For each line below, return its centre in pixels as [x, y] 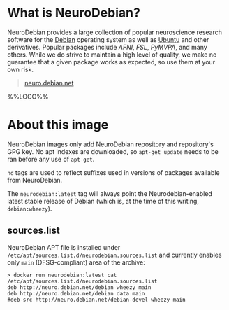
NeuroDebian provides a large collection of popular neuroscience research [114, 32]
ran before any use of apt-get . [51, 159]
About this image [58, 125]
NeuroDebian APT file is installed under [64, 247]
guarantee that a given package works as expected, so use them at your [111, 62]
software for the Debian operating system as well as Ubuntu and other [108, 39]
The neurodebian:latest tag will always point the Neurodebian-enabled [110, 193]
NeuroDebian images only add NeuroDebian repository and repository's [111, 144]
